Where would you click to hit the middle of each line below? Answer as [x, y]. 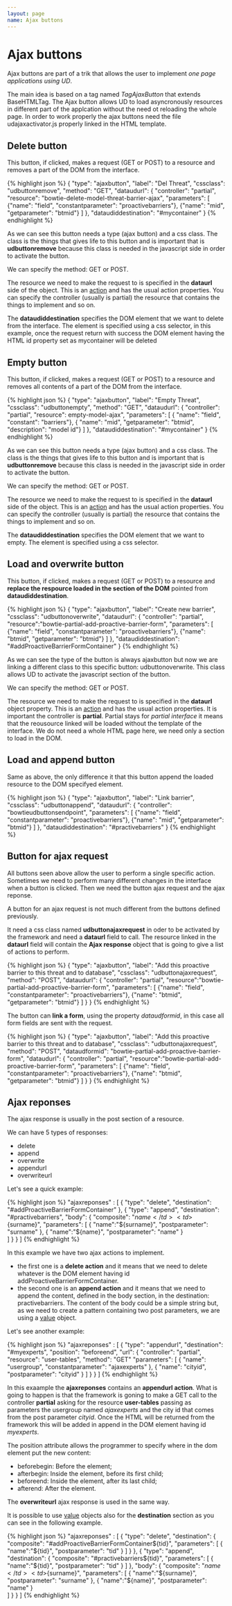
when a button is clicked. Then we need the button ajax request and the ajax [116, 888]
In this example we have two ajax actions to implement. [86, 1253]
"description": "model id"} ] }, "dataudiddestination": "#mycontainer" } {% [113, 430]
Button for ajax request [58, 856]
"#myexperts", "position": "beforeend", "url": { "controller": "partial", [105, 1352]
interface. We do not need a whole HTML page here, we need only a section [116, 731]
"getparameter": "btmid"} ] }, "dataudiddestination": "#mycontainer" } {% [112, 213]
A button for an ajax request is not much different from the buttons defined [114, 909]
